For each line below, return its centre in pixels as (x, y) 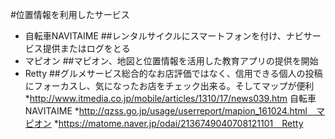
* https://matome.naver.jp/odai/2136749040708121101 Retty (178, 123)
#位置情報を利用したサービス (70, 14)
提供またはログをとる (86, 48)
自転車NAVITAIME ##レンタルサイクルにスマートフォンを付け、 (155, 36)
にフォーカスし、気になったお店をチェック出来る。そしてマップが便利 (169, 86)
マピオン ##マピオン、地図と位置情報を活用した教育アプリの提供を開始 (171, 61)
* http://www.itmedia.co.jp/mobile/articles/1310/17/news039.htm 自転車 (170, 98)
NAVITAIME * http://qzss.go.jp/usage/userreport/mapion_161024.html (166, 111)
